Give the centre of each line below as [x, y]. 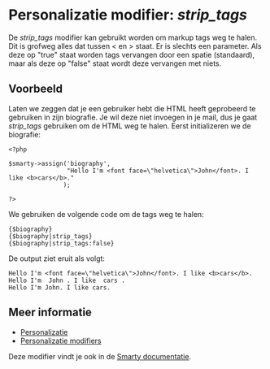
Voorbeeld [36, 89]
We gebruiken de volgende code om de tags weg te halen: [107, 214]
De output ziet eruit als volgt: [57, 258]
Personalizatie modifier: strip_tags [128, 15]
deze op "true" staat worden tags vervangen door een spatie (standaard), [131, 54]
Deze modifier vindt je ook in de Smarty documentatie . [100, 356]
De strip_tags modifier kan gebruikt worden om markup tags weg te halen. [133, 37]
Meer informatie [50, 313]
